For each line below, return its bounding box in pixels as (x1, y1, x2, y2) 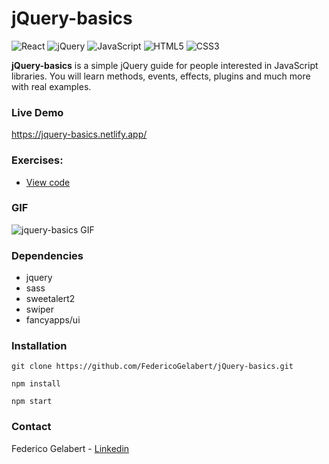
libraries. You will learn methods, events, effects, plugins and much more (11, 70, 311, 82)
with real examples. (11, 80, 92, 92)
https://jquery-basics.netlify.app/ (11, 128, 148, 141)
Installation (11, 339, 68, 353)
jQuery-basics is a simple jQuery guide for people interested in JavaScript (11, 59, 319, 71)
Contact (11, 420, 52, 434)
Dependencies (11, 248, 84, 262)
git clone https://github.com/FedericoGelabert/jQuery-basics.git (11, 362, 294, 372)
